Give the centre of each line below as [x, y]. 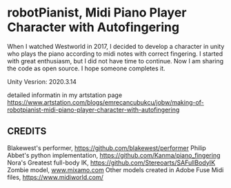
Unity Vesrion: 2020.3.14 [42, 81]
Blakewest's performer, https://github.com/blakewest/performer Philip [107, 148]
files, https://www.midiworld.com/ [55, 177]
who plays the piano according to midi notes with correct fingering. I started [115, 54]
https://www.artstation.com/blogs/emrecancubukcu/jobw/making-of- [106, 102]
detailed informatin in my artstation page [65, 95]
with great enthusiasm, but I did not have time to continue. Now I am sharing [115, 61]
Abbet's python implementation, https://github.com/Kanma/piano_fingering [114, 155]
